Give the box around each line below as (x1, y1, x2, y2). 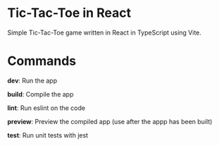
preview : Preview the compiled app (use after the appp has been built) (7, 117, 213, 126)
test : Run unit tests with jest (7, 130, 89, 139)
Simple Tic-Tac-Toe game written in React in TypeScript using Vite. (7, 28, 202, 37)
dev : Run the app (7, 76, 58, 85)
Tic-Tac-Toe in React (7, 5, 132, 21)
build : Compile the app (7, 90, 74, 98)
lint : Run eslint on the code (7, 104, 86, 112)
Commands (7, 53, 77, 69)
